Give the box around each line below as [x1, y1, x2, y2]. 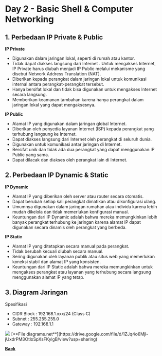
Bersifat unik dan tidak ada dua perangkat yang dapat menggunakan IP [12, 147, 155, 152]
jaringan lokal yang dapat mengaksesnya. [12, 102, 96, 107]
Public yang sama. [12, 152, 50, 158]
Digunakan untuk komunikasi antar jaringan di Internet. [12, 142, 122, 147]
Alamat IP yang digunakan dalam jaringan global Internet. [12, 121, 127, 126]
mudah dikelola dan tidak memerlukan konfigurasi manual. [12, 209, 129, 214]
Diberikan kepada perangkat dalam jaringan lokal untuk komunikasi [12, 76, 147, 82]
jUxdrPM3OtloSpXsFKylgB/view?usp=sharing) [5, 336, 98, 342]
